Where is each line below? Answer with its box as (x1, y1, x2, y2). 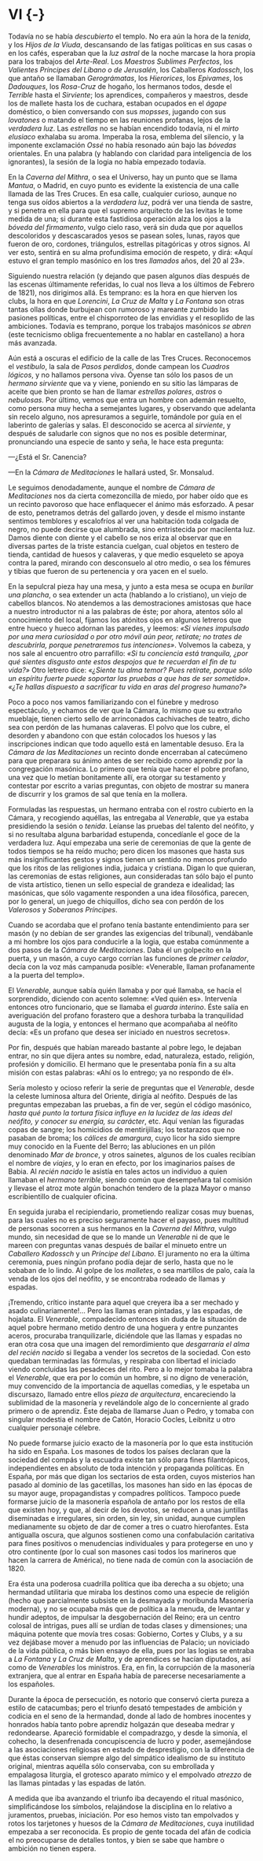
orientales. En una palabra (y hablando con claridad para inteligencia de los (8, 148, 252, 158)
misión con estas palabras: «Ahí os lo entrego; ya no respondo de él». (8, 1067, 234, 1077)
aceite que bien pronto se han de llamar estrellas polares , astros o (8, 387, 222, 396)
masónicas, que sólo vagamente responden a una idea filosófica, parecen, (8, 888, 250, 897)
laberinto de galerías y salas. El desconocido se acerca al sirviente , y (8, 420, 232, 430)
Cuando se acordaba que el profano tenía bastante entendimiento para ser (8, 919, 250, 930)
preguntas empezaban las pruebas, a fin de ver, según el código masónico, (8, 1100, 252, 1109)
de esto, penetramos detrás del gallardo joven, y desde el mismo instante (8, 508, 246, 517)
